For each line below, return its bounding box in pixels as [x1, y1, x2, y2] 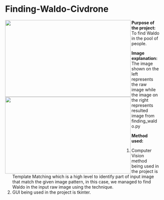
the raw [131, 81, 147, 87]
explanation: [131, 55, 158, 61]
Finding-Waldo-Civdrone [5, 3, 109, 15]
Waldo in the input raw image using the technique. [12, 184, 114, 190]
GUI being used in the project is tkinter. [12, 189, 91, 195]
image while [131, 86, 156, 92]
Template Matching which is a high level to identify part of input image [12, 173, 154, 179]
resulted [131, 107, 148, 114]
